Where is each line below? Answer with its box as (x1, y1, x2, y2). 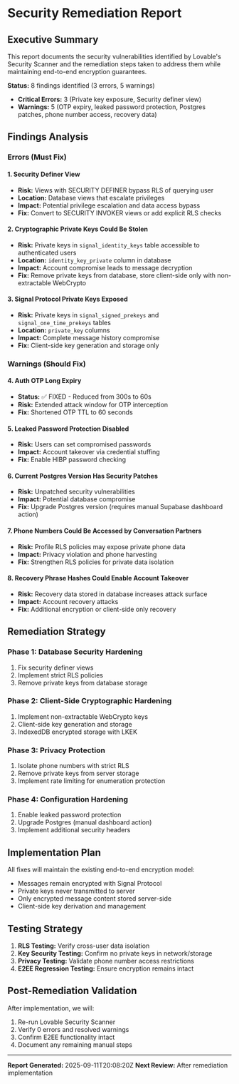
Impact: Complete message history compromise (17, 333, 160, 342)
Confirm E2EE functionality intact (17, 1033, 115, 1041)
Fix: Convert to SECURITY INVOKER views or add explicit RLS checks (17, 208, 222, 217)
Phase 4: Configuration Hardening (7, 794, 129, 804)
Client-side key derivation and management (17, 902, 147, 911)
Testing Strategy (7, 922, 83, 935)
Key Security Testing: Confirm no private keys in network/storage (17, 949, 213, 958)
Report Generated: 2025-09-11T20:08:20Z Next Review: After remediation (7, 1060, 228, 1069)
